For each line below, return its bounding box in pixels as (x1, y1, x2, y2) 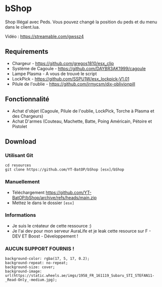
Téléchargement (12, 190, 45, 195)
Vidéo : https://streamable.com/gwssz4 (5, 33, 84, 39)
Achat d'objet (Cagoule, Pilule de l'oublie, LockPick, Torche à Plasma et (12, 108, 155, 114)
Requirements (5, 48, 48, 56)
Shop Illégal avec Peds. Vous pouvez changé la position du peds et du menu (5, 19, 157, 25)
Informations (5, 212, 36, 219)
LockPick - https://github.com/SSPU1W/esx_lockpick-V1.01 (12, 76, 130, 81)
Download (5, 137, 36, 145)
